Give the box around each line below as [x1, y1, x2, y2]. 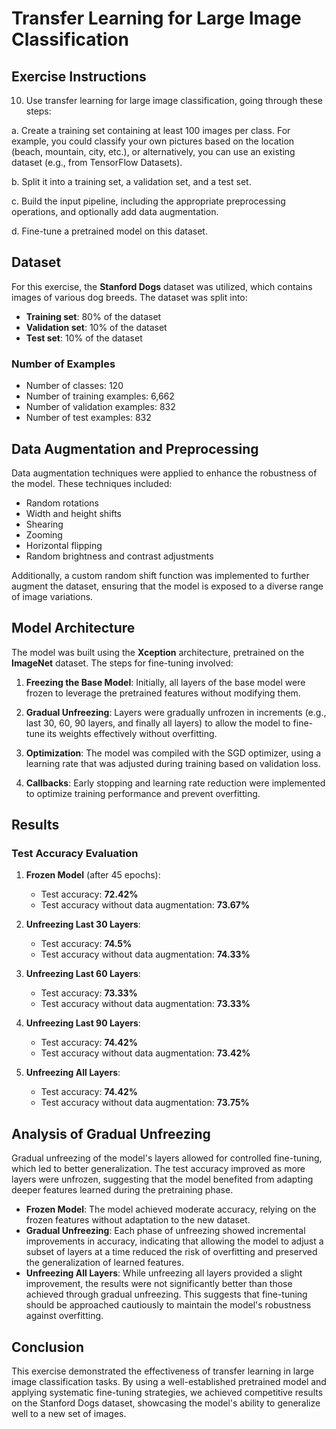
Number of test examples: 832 [25, 412, 152, 424]
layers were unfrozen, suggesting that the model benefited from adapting [11, 1173, 314, 1186]
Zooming [25, 528, 63, 541]
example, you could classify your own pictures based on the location [11, 135, 295, 147]
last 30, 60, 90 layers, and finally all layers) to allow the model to [25, 717, 291, 729]
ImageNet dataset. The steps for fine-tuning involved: [11, 657, 234, 669]
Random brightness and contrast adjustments [25, 550, 214, 562]
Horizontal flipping [25, 539, 103, 551]
